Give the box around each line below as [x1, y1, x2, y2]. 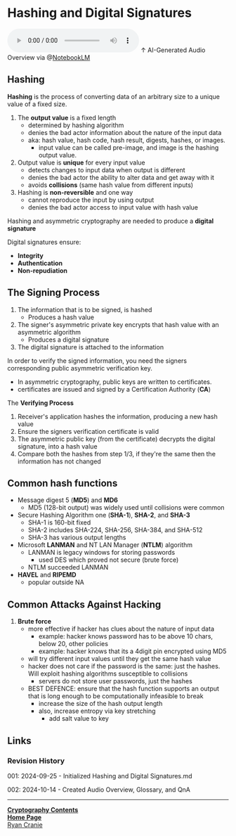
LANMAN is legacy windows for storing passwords [27, 548, 176, 557]
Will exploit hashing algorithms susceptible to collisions [27, 669, 188, 678]
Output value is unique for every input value [17, 158, 145, 167]
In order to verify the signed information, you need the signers [7, 356, 188, 365]
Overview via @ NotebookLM [7, 53, 91, 61]
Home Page [7, 813, 42, 821]
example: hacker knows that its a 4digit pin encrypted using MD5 [38, 647, 227, 655]
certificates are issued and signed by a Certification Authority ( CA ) [17, 385, 211, 393]
